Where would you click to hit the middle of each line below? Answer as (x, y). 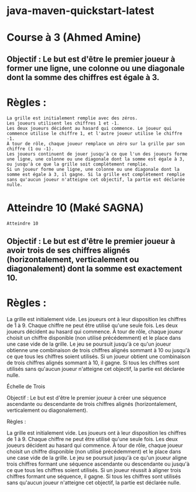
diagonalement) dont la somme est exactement (94, 269)
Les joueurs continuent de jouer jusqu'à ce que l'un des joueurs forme (97, 154)
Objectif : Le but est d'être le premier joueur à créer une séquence (86, 398)
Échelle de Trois (26, 386)
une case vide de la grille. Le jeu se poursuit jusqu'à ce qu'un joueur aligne (97, 457)
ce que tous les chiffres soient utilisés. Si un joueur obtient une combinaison (99, 356)
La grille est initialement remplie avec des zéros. (72, 118)
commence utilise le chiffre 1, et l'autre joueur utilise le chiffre (94, 133)
